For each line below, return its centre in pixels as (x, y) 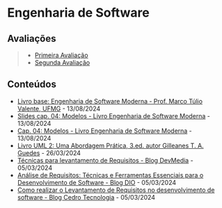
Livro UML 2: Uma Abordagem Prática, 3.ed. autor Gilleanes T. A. (110, 145)
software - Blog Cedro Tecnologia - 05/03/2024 (86, 197)
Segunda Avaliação (62, 63)
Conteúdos (32, 85)
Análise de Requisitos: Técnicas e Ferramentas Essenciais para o (110, 175)
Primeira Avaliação (61, 55)
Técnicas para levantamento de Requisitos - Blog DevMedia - (105, 160)
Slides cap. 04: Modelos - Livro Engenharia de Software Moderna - (114, 115)
